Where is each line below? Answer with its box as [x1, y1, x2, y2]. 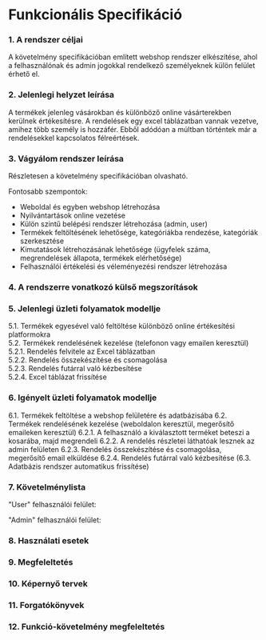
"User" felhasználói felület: [8, 499, 97, 509]
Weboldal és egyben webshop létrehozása [19, 202, 161, 212]
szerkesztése [19, 236, 65, 246]
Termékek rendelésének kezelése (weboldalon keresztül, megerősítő [8, 418, 235, 429]
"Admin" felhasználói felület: [8, 514, 101, 525]
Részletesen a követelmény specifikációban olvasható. [8, 171, 189, 181]
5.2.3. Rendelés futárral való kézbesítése [8, 364, 142, 374]
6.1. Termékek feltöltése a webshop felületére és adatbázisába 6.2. [8, 410, 228, 420]
